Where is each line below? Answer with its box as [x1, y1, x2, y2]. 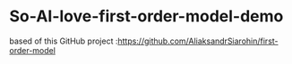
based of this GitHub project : [9, 36, 118, 46]
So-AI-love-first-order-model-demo [9, 6, 284, 27]
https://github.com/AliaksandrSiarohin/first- [117, 36, 279, 46]
